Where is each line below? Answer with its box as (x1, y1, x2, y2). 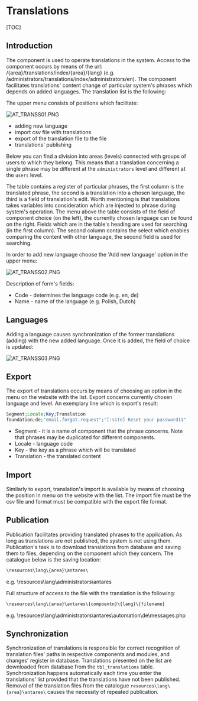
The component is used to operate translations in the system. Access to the (6, 56, 190, 63)
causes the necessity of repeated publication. (47, 689, 159, 696)
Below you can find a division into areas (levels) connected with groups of (6, 152, 186, 160)
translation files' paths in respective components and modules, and (6, 651, 170, 658)
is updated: (6, 343, 34, 350)
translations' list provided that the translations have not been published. (6, 676, 181, 683)
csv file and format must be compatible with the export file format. (6, 498, 168, 505)
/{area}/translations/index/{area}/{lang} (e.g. (6, 69, 115, 76)
